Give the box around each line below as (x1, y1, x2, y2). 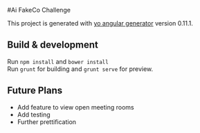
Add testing (17, 110, 51, 119)
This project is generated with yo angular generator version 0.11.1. (7, 19, 194, 27)
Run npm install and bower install (7, 57, 109, 65)
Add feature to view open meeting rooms (17, 103, 134, 111)
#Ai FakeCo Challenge (7, 6, 71, 14)
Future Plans (7, 85, 63, 96)
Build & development (7, 39, 98, 51)
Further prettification (17, 117, 77, 126)
